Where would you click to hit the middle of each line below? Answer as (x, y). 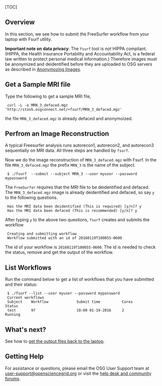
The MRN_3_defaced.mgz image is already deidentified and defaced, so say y (80, 193)
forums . (13, 378)
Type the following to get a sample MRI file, (48, 96)
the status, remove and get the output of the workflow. (59, 252)
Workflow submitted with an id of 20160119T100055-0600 (65, 238)
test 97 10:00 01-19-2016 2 (66, 311)
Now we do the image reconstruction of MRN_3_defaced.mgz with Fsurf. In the (81, 160)
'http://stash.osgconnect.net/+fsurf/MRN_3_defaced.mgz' (64, 109)
